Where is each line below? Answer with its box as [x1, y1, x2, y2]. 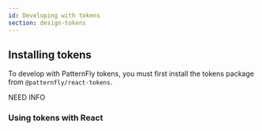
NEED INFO [8, 92, 46, 103]
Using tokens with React [8, 112, 103, 123]
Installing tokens [8, 48, 92, 62]
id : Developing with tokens [8, 11, 101, 20]
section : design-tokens [8, 19, 87, 27]
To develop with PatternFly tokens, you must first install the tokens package [8, 69, 255, 79]
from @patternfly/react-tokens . [8, 77, 113, 87]
